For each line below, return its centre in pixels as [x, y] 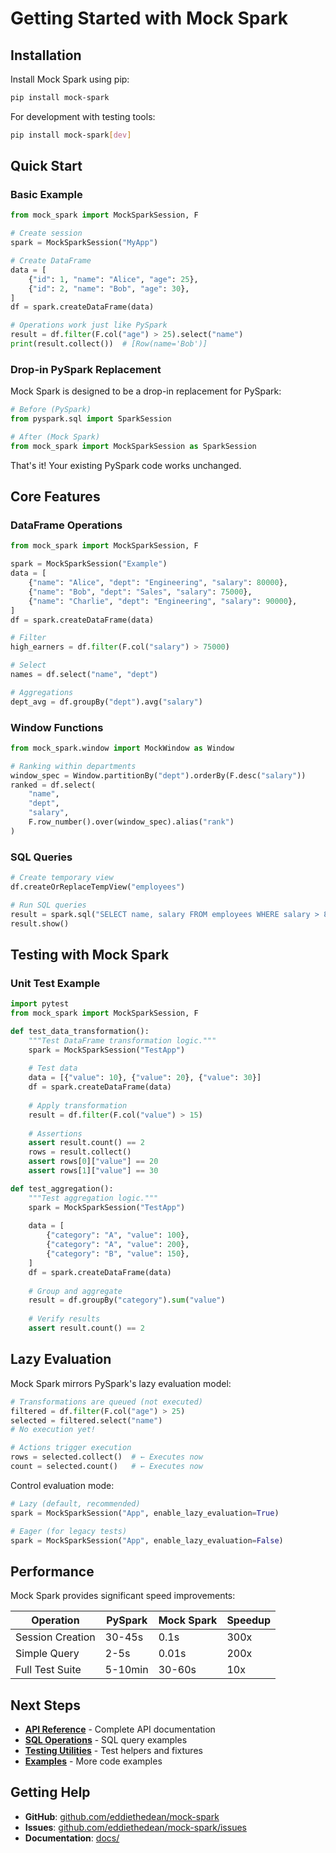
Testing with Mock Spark [90, 954]
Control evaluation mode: [62, 1485]
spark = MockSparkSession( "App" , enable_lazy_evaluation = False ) [147, 1540]
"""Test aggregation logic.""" [93, 1198]
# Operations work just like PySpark [89, 325]
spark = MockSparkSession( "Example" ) [89, 564]
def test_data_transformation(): [80, 1031]
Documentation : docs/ [72, 1838]
